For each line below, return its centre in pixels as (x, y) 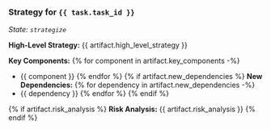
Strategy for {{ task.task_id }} (72, 12)
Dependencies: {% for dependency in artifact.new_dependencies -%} (138, 85)
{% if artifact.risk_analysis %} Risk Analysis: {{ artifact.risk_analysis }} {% (132, 109)
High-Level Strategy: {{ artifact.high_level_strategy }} (98, 45)
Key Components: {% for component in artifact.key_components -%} (124, 61)
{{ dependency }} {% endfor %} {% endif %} (95, 94)
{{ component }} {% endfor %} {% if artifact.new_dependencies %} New (141, 77)
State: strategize (38, 30)
